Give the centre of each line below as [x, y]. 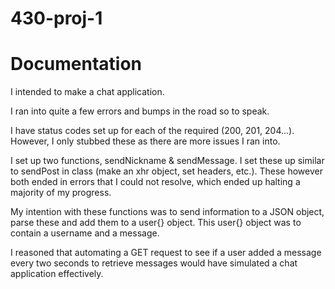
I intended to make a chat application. [87, 92]
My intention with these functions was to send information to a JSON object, [167, 212]
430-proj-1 [56, 18]
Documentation [76, 64]
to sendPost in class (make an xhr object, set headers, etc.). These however [166, 171]
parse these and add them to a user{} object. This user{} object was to [156, 223]
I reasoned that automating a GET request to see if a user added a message [166, 253]
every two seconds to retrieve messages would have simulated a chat [154, 263]
